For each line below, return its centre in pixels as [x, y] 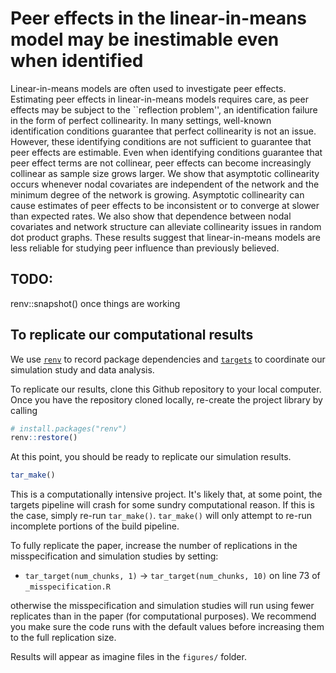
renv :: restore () [44, 438]
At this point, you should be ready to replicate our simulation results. [151, 457]
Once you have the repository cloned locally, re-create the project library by [166, 399]
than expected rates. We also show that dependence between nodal [151, 216]
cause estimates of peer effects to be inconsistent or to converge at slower [165, 205]
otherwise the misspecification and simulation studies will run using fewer [162, 606]
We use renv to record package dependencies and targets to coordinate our [168, 359]
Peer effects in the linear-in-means [159, 18]
